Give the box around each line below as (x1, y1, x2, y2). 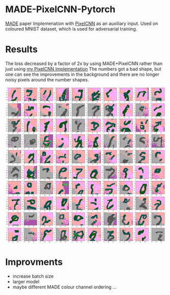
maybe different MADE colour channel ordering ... (12, 284, 117, 290)
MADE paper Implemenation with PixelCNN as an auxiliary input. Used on (5, 20, 158, 26)
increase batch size (12, 273, 54, 279)
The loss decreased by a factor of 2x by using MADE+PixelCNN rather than (5, 60, 163, 67)
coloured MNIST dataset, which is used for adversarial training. (5, 25, 138, 32)
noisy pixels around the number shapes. (5, 76, 89, 82)
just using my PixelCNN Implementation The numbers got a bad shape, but (5, 66, 161, 72)
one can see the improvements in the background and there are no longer (5, 71, 160, 77)
